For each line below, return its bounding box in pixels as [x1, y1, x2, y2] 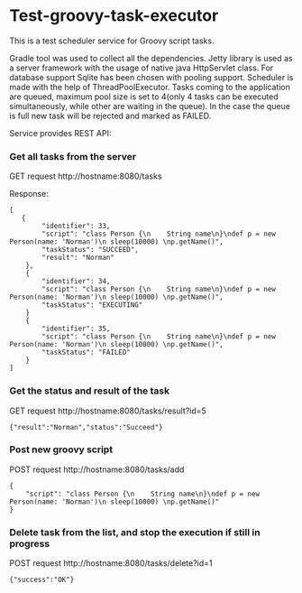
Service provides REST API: [9, 127, 112, 138]
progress [9, 537, 50, 550]
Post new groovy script [9, 443, 114, 456]
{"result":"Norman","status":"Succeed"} [9, 422, 164, 431]
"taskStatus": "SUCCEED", [41, 246, 140, 255]
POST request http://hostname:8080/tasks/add [9, 464, 185, 475]
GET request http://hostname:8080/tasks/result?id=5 [9, 405, 207, 416]
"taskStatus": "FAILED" [41, 348, 131, 357]
